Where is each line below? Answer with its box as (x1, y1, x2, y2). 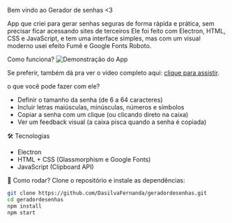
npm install (7, 202, 42, 210)
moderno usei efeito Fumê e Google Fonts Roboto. (7, 42, 152, 49)
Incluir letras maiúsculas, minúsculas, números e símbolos (17, 103, 185, 111)
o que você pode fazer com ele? (7, 82, 100, 90)
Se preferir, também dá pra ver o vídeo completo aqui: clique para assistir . (7, 69, 220, 77)
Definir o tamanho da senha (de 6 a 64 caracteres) (17, 95, 163, 104)
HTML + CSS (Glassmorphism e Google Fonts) (17, 155, 151, 163)
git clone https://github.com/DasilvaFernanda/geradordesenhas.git (7, 190, 208, 197)
